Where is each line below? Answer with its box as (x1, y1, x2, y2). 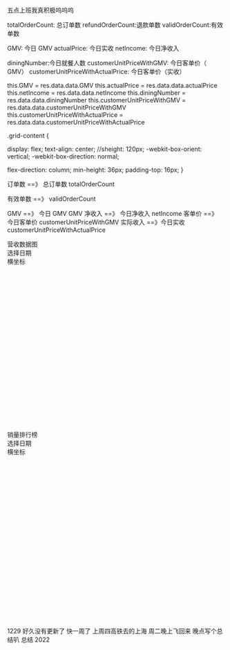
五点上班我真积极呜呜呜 (7, 6, 74, 14)
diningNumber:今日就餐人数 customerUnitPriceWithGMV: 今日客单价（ (7, 59, 207, 67)
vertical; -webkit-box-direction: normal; (7, 152, 119, 161)
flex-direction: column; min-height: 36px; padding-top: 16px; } (7, 165, 184, 174)
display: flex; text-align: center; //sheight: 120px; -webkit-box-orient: (7, 145, 202, 153)
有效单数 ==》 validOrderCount (7, 195, 96, 203)
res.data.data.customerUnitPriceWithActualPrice (7, 118, 145, 126)
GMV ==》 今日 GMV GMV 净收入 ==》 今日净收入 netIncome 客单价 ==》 (7, 210, 218, 217)
